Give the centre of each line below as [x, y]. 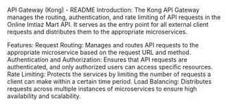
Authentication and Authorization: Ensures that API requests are [97, 60]
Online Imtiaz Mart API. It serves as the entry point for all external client [108, 24]
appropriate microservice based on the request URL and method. [99, 52]
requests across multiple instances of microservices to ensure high [102, 89]
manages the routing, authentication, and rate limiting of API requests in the [114, 17]
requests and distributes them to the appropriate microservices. [97, 32]
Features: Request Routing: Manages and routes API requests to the [103, 45]
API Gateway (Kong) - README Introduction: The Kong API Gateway [103, 10]
